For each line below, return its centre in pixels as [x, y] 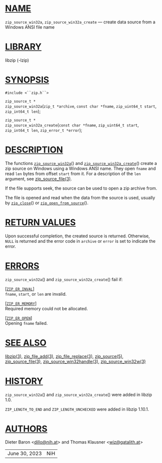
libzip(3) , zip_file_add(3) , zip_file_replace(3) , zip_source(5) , [64, 356]
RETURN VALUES [41, 222]
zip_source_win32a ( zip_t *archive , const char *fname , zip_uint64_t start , [81, 106]
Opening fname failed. [27, 323]
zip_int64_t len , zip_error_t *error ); [44, 130]
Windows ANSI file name [30, 27]
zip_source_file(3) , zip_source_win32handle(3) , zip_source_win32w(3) [75, 361]
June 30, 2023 [25, 454]
